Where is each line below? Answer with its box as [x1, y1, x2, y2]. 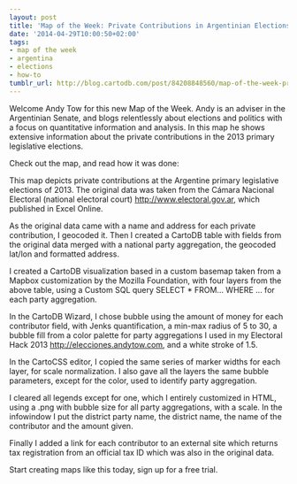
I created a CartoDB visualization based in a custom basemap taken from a [9, 265, 281, 276]
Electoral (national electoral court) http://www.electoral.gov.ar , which [9, 194, 261, 204]
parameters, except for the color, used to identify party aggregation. [9, 375, 258, 386]
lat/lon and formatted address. [9, 249, 120, 259]
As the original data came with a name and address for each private [9, 220, 256, 231]
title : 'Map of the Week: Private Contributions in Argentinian [9, 21, 251, 30]
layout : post [9, 12, 57, 22]
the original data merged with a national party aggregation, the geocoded [9, 239, 277, 250]
